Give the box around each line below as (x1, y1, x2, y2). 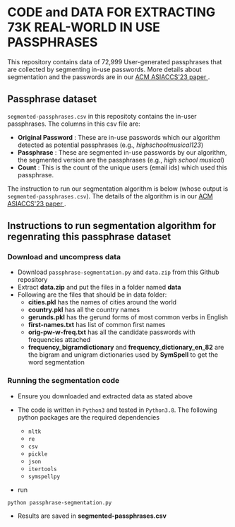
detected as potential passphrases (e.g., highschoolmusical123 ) (17, 141, 204, 149)
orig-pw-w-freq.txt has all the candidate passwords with (28, 328, 195, 336)
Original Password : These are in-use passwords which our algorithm (17, 133, 221, 141)
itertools (28, 466, 58, 473)
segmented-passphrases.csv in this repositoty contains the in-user (7, 112, 197, 120)
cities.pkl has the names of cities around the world (28, 298, 177, 307)
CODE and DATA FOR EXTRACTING (7, 4, 216, 20)
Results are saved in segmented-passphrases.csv (17, 511, 167, 520)
